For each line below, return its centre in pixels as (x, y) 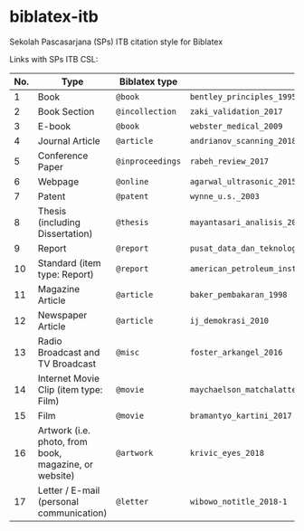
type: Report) (66, 274)
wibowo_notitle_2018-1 (238, 501)
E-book (54, 126)
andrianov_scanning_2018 (243, 141)
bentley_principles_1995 (243, 96)
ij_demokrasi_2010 (229, 320)
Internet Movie (68, 378)
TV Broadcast (67, 364)
